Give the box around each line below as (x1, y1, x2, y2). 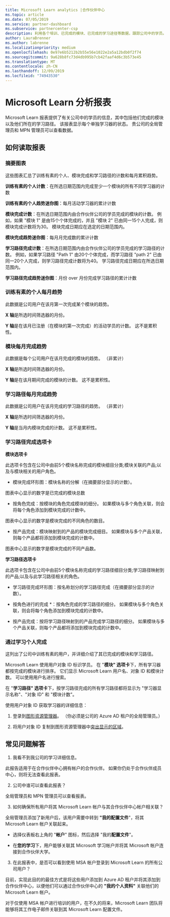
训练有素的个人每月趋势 (5, 289, 62, 296)
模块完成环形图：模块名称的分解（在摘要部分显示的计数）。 (12, 479, 135, 485)
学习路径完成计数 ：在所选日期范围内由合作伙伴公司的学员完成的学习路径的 (5, 245, 160, 251)
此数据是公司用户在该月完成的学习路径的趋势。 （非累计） (5, 403, 126, 409)
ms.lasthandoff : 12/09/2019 (5, 69, 65, 74)
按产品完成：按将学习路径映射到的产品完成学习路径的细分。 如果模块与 (12, 618, 160, 624)
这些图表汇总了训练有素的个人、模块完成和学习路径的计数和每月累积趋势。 (5, 172, 160, 178)
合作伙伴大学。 (21, 849, 53, 855)
